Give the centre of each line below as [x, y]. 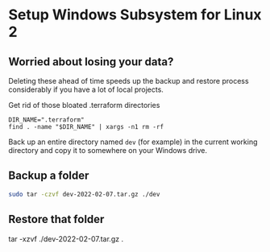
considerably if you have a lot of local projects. [86, 89]
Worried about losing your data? [91, 62]
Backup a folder [49, 176]
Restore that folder [56, 219]
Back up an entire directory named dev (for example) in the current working [133, 142]
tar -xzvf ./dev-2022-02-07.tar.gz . [66, 238]
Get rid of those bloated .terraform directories [84, 105]
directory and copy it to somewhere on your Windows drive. [108, 150]
